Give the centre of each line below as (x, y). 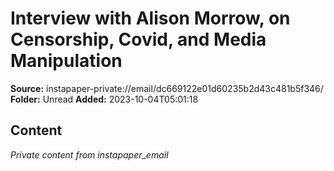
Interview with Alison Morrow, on (150, 18)
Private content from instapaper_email (89, 154)
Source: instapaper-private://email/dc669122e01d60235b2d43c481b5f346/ (167, 88)
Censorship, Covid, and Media (138, 39)
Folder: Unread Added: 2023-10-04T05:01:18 (104, 99)
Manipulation (66, 61)
